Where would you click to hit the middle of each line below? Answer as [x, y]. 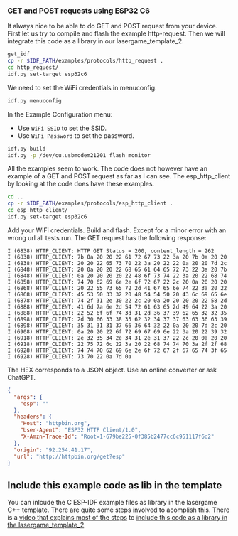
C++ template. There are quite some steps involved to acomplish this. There [119, 510]
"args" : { [28, 397]
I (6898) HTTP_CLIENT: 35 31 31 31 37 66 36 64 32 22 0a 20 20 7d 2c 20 [117, 326]
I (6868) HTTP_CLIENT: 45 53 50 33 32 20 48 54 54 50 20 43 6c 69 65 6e [117, 294]
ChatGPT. [21, 377]
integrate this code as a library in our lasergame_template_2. [96, 41]
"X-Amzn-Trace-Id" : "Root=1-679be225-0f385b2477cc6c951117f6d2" [117, 437]
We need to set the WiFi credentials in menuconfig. [82, 87]
